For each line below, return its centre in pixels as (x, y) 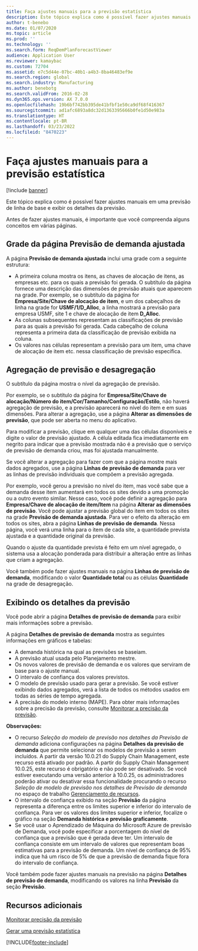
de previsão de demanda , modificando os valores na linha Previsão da (92, 881)
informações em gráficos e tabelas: (49, 641)
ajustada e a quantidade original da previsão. (61, 536)
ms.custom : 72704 (27, 66)
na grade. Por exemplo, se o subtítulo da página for (77, 295)
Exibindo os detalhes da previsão (68, 602)
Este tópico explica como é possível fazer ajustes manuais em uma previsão (98, 202)
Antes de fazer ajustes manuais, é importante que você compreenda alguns (98, 219)
